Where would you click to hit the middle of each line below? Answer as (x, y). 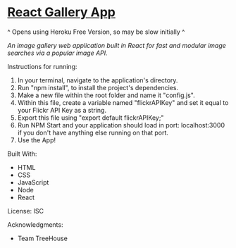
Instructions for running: (42, 66)
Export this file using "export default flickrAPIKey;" (91, 118)
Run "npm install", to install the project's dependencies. (98, 87)
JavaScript (33, 182)
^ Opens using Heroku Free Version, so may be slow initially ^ (96, 32)
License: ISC (26, 211)
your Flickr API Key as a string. (62, 110)
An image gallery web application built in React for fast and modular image (117, 45)
